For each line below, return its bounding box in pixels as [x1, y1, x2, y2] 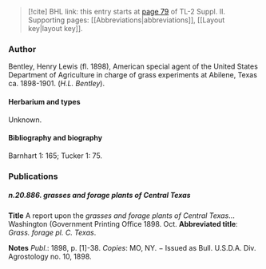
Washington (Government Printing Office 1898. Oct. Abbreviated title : [8, 219, 238, 228]
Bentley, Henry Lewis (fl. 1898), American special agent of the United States [8, 61, 258, 71]
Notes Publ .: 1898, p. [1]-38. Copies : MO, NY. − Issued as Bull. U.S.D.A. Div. [8, 243, 256, 252]
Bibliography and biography [8, 133, 102, 143]
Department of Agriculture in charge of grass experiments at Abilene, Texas [8, 70, 258, 80]
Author [8, 43, 37, 54]
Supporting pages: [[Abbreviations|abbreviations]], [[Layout [27, 15, 225, 25]
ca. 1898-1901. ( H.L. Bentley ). [8, 79, 105, 89]
